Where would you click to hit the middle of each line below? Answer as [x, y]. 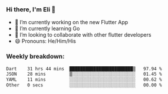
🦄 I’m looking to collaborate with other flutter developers [83, 35]
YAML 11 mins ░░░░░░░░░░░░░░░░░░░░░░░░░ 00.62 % [84, 80]
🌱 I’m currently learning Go [47, 28]
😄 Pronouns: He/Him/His [45, 41]
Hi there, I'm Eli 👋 [31, 9]
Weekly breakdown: [35, 57]
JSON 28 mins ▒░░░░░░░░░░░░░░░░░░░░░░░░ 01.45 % [84, 74]
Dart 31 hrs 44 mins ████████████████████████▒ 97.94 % [84, 69]
